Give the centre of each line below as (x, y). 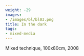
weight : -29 (18, 10)
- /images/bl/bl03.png (29, 19)
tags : (11, 29)
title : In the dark (26, 24)
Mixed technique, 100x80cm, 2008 (42, 48)
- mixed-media (20, 34)
